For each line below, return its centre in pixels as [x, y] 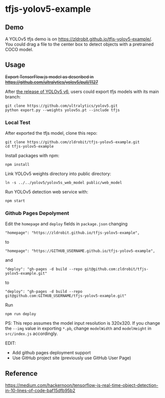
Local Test [18, 122]
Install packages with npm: [32, 155]
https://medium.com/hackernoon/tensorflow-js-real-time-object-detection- [82, 385]
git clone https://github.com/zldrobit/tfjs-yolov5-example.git [72, 142]
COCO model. [19, 49]
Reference [21, 373]
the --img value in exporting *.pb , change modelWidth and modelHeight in [78, 329]
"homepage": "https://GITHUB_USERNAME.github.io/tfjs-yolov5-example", [80, 251]
